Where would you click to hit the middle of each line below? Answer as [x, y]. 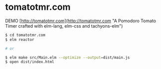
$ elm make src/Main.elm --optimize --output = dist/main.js [68, 57]
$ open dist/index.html [30, 62]
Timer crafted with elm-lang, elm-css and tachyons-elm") [64, 26]
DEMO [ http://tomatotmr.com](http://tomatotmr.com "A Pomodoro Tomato [81, 21]
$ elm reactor [20, 39]
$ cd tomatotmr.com [25, 35]
